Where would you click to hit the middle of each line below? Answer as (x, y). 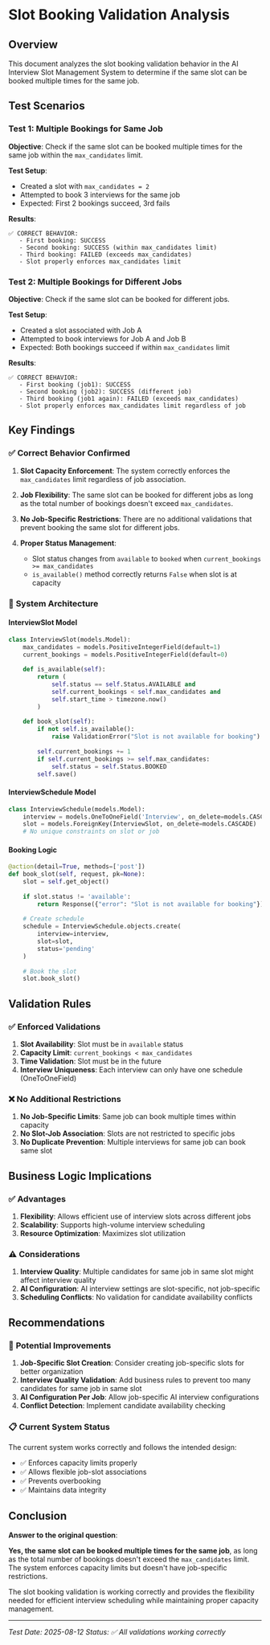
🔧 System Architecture (53, 603)
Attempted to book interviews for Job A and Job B (103, 338)
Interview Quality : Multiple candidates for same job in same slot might (137, 1272)
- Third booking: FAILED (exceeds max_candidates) (106, 255)
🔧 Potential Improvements (60, 1345)
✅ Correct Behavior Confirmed (70, 453)
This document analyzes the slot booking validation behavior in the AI (123, 63)
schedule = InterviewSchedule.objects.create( (102, 927)
